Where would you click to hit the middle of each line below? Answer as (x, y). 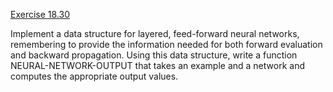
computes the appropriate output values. (94, 76)
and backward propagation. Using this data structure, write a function (154, 55)
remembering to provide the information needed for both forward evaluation (166, 44)
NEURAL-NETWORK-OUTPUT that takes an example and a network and (157, 65)
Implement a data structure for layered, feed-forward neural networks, (155, 33)
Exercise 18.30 (40, 14)
